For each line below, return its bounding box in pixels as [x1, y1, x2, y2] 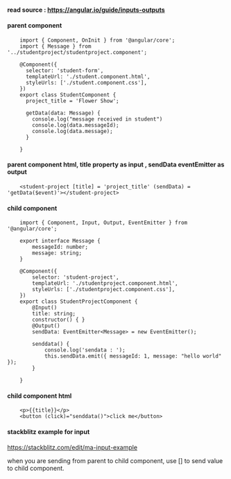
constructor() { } [32, 316, 85, 324]
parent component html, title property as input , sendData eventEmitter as [7, 160, 225, 169]
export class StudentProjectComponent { [19, 298, 138, 305]
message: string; [32, 250, 82, 256]
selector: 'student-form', [25, 67, 104, 74]
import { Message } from [19, 42, 92, 50]
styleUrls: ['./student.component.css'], [25, 79, 148, 86]
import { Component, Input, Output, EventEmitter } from [19, 219, 188, 227]
